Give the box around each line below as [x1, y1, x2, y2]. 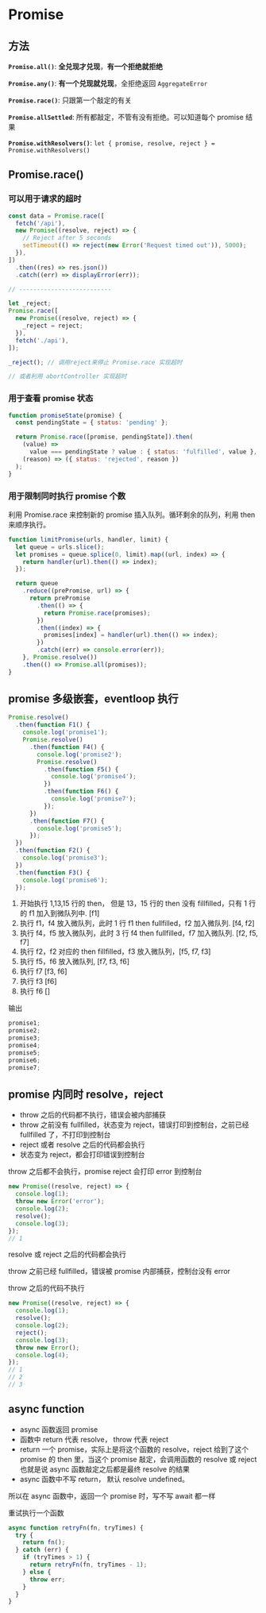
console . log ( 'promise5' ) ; [37, 824, 123, 832]
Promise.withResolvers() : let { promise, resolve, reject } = [8, 138, 216, 148]
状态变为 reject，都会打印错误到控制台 [19, 1150, 145, 1160]
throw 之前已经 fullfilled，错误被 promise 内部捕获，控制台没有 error [8, 1267, 231, 1276]
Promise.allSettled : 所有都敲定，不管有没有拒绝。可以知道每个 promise [8, 113, 244, 122]
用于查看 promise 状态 [8, 393, 94, 404]
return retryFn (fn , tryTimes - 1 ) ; [29, 1561, 148, 1569]
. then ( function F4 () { [29, 743, 105, 751]
